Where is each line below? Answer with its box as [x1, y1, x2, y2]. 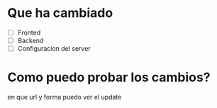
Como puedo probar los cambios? [7, 69, 211, 85]
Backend [17, 37, 44, 44]
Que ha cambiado [7, 5, 113, 21]
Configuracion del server [17, 44, 91, 53]
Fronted [17, 28, 41, 37]
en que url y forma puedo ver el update [7, 93, 122, 102]
